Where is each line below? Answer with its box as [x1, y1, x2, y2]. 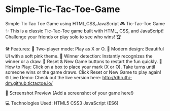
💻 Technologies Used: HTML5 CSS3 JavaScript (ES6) [5, 100, 119, 106]
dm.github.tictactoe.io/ [5, 80, 53, 86]
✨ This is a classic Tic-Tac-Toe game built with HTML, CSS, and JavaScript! [5, 28, 164, 34]
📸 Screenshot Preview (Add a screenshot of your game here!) [5, 90, 134, 96]
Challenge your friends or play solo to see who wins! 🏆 [5, 34, 122, 40]
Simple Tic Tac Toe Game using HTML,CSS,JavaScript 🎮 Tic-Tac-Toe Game [5, 20, 165, 26]
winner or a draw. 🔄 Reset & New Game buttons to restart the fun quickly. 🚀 [5, 58, 162, 64]
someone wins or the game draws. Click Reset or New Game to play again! [5, 69, 161, 75]
